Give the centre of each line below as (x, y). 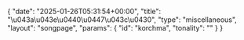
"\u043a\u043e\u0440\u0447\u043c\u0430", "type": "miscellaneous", (122, 20)
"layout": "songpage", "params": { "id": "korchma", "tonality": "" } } (115, 28)
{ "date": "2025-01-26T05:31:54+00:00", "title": (84, 11)
